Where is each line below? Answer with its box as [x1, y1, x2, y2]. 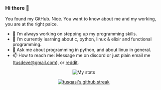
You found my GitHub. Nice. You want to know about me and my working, [5, 16, 156, 22]
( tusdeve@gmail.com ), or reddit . [12, 59, 79, 65]
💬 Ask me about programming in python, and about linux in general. [12, 47, 151, 53]
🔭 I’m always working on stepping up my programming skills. [12, 31, 137, 37]
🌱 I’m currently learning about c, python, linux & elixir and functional [12, 36, 152, 42]
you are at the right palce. [5, 21, 58, 27]
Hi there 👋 [5, 4, 30, 11]
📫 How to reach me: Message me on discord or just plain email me [12, 52, 151, 58]
